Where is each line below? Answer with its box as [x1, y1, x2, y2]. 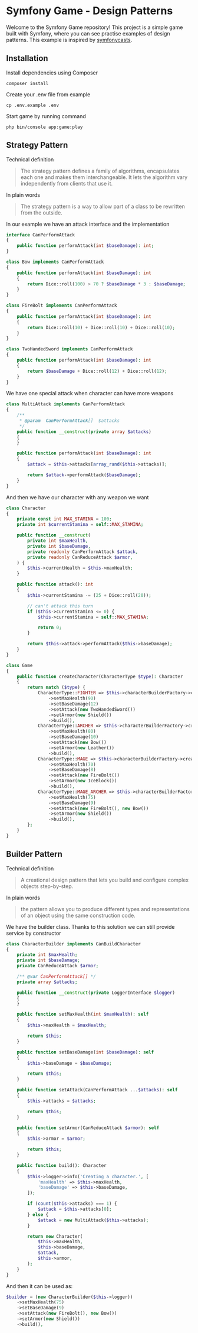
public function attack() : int [16, 581, 94, 587]
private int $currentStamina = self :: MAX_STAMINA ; [16, 522, 144, 528]
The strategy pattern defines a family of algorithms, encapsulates [20, 167, 180, 174]
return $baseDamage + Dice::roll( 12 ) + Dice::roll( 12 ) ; [27, 368, 167, 374]
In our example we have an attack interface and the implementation [6, 220, 170, 227]
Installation [6, 53, 48, 63]
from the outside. [20, 209, 63, 216]
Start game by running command [6, 112, 87, 119]
